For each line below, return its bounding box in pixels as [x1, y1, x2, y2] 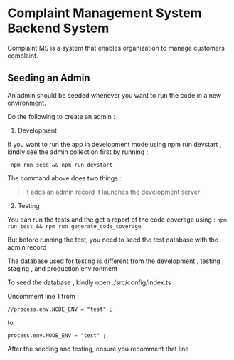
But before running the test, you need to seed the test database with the [7, 235, 219, 244]
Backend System [7, 20, 110, 36]
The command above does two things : [7, 173, 122, 182]
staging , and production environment [7, 264, 118, 272]
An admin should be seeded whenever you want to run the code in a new [7, 91, 222, 99]
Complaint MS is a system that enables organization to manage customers [7, 43, 225, 52]
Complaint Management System [7, 5, 202, 21]
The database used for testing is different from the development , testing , [7, 257, 224, 265]
